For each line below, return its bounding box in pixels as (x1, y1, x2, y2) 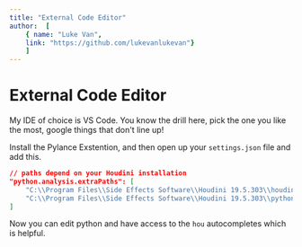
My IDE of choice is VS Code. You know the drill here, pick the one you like (9, 115, 287, 126)
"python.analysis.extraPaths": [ (9, 177, 135, 186)
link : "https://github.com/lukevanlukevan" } (25, 38, 195, 48)
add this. (9, 152, 42, 163)
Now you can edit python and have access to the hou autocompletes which (9, 218, 287, 229)
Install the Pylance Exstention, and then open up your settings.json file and (9, 142, 291, 153)
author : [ (9, 22, 50, 31)
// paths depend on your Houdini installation (9, 169, 187, 178)
